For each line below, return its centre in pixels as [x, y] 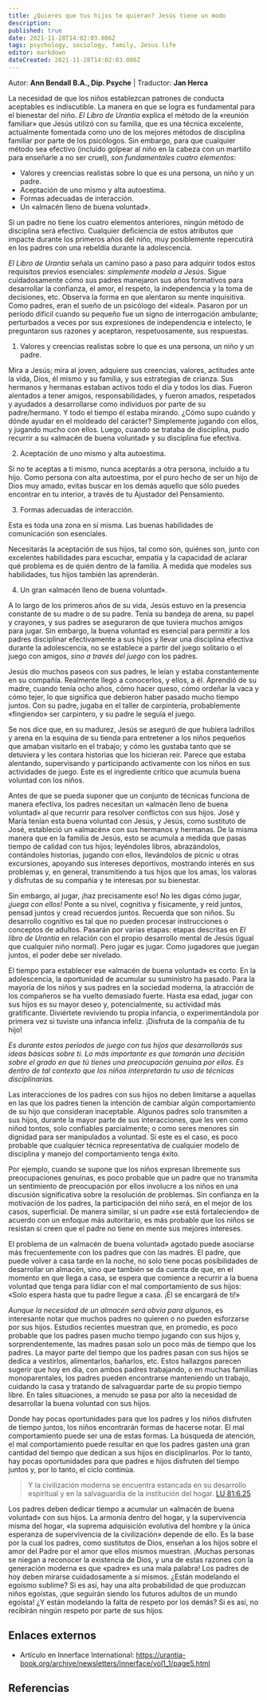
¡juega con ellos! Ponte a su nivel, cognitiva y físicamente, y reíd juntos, [126, 904]
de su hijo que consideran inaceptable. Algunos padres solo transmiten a [128, 1111]
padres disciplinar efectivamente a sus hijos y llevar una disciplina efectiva [131, 639]
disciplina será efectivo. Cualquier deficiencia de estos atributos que [121, 230]
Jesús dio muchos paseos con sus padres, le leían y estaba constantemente [133, 671]
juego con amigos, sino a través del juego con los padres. [103, 656]
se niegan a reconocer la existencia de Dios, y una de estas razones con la [131, 1560]
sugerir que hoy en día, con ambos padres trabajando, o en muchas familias [133, 1369]
